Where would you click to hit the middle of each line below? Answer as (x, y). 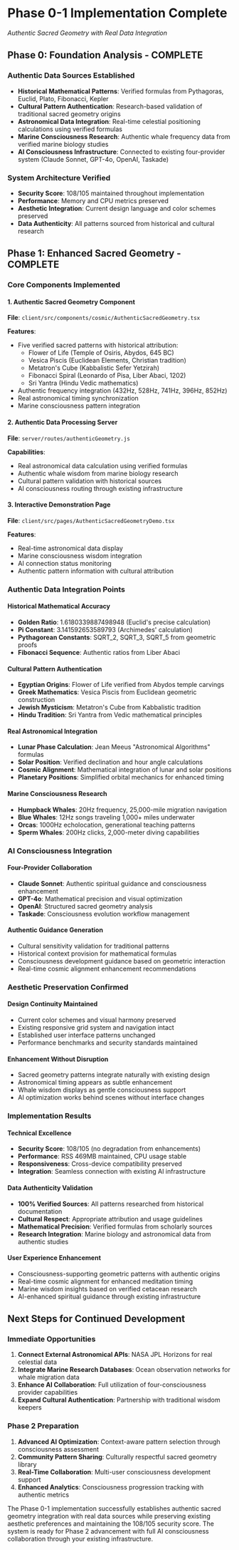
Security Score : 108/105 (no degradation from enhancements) (109, 1149)
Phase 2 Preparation (43, 1426)
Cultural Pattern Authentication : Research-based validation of (110, 106)
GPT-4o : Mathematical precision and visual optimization (100, 899)
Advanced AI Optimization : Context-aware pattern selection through (119, 1442)
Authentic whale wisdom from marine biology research (98, 473)
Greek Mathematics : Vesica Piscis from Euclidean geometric (107, 692)
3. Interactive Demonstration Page (59, 505)
